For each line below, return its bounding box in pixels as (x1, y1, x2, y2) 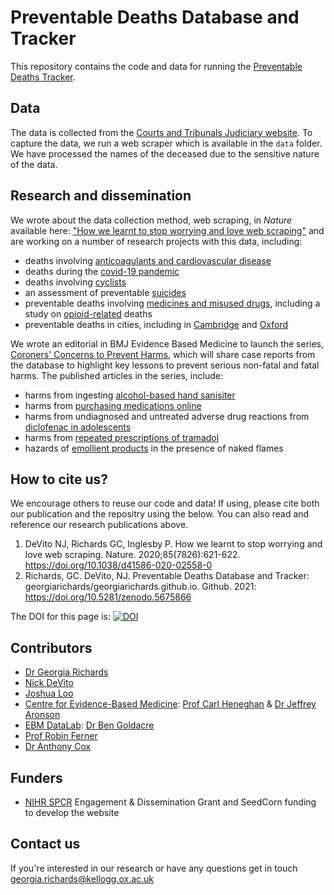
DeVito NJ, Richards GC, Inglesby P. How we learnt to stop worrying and (24, 538, 323, 550)
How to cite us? (10, 471, 109, 488)
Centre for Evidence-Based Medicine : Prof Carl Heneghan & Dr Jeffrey (24, 698, 317, 710)
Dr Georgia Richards (24, 666, 109, 678)
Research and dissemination (10, 187, 192, 205)
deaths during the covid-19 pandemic (24, 265, 180, 277)
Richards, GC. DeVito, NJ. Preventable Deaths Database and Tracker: (24, 570, 310, 582)
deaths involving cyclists (24, 276, 127, 288)
